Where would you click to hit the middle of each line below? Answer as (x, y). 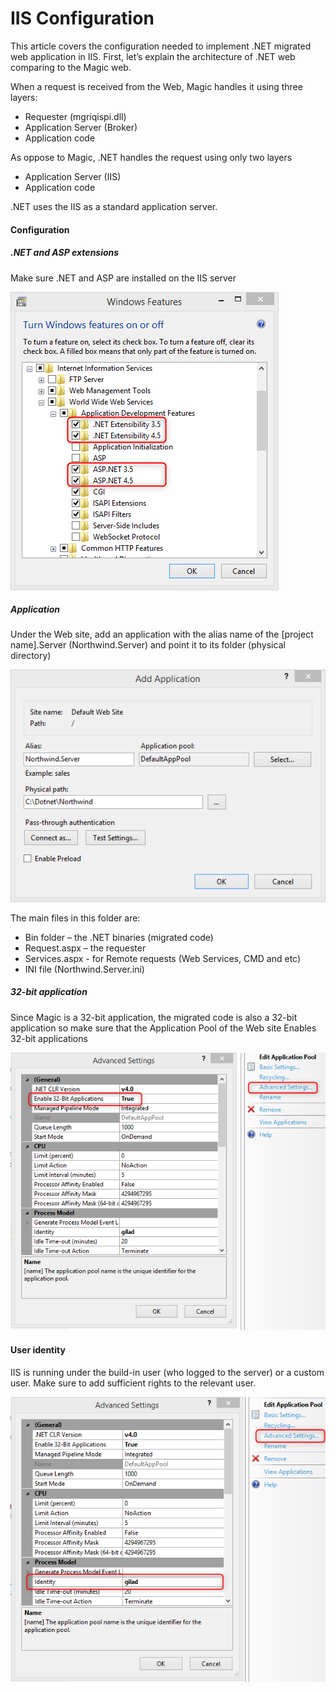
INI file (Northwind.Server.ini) (84, 969)
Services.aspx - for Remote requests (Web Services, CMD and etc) (163, 958)
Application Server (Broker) (81, 127)
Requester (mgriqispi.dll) (75, 116)
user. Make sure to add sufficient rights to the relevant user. (133, 1383)
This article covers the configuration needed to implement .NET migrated (161, 46)
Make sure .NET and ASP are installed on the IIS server (123, 278)
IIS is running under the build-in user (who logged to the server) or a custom (167, 1372)
